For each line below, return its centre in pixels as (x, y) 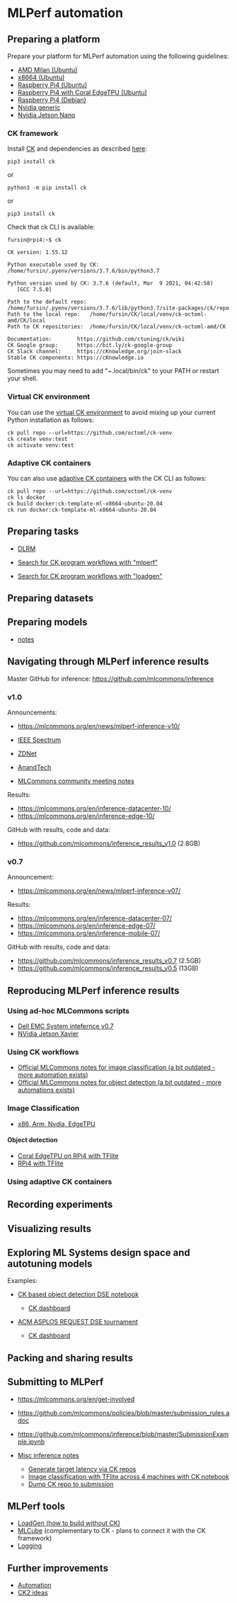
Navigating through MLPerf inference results (108, 662)
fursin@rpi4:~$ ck (34, 240)
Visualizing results (50, 1229)
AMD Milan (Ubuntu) (47, 70)
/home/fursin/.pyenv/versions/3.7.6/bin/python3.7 (83, 271)
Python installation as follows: (51, 420)
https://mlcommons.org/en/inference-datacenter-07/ (94, 918)
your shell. (23, 378)
